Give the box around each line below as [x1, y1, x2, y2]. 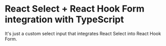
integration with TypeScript [5, 14, 124, 25]
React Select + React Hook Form [5, 3, 144, 15]
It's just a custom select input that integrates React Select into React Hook [5, 30, 161, 36]
